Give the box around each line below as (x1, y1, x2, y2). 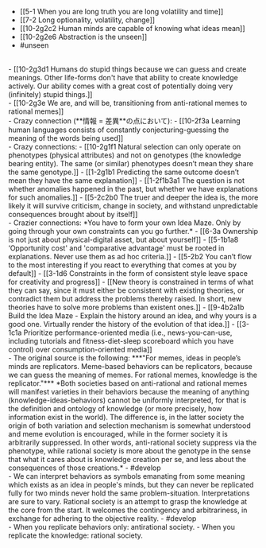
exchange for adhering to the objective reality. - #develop (8, 514, 197, 523)
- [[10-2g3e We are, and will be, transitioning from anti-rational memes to (8, 99, 248, 107)
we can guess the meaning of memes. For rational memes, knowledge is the (8, 370, 258, 379)
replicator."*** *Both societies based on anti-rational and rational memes (8, 379, 248, 388)
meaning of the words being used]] (8, 134, 124, 142)
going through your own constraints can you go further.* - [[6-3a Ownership (8, 227, 259, 235)
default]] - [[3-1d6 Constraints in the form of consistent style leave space (8, 269, 249, 278)
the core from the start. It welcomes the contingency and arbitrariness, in (8, 505, 248, 515)
